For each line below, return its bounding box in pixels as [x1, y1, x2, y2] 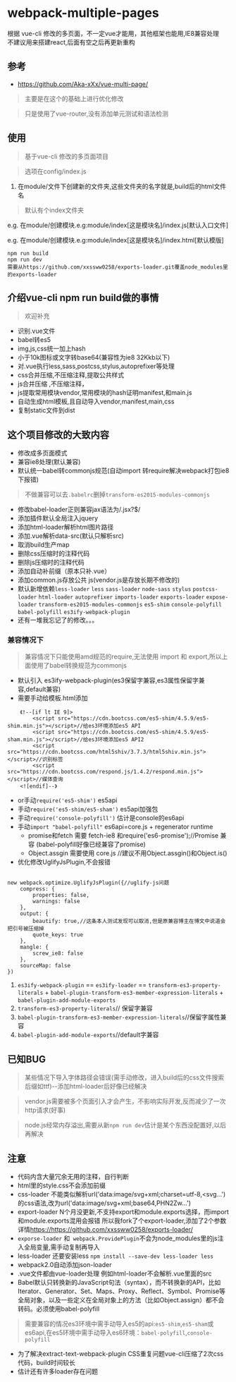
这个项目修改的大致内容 [7, 429, 109, 441]
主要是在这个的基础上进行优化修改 [24, 94, 124, 103]
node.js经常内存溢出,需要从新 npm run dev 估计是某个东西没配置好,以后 [24, 1121, 227, 1130]
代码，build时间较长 [17, 1359, 76, 1367]
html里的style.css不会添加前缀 [17, 1181, 106, 1190]
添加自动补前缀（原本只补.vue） [17, 567, 111, 575]
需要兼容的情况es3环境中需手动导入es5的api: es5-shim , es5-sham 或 [24, 1320, 214, 1328]
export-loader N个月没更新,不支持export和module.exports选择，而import [17, 1208, 229, 1216]
